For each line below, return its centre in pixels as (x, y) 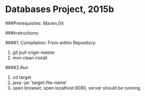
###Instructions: (22, 33)
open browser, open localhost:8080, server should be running (76, 88)
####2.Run (17, 67)
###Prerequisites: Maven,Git (34, 23)
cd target (22, 77)
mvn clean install (30, 58)
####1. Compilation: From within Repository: (51, 42)
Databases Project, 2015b (59, 9)
